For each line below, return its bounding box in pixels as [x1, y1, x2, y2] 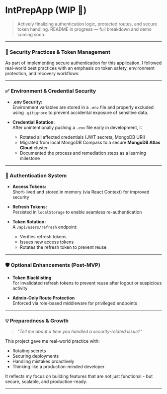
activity [12, 286, 28, 292]
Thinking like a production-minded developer [12, 364, 105, 370]
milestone [19, 155, 40, 161]
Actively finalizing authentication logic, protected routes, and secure [17, 21, 158, 27]
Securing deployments [12, 353, 59, 359]
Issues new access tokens [19, 239, 74, 245]
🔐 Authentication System [5, 172, 67, 179]
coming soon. [17, 31, 46, 37]
